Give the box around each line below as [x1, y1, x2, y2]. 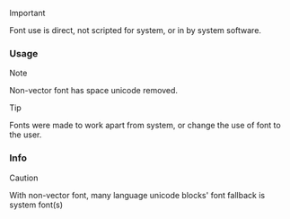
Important [9, 8, 46, 18]
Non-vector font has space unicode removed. [9, 85, 178, 96]
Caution [9, 172, 39, 183]
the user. [9, 129, 42, 140]
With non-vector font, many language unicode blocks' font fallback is [9, 189, 266, 200]
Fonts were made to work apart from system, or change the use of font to [9, 120, 281, 131]
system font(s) [9, 199, 64, 210]
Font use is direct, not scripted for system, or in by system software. [9, 25, 262, 35]
